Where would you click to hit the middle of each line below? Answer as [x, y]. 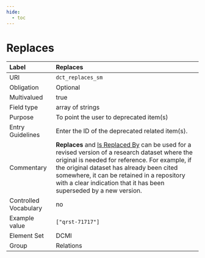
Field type [24, 108]
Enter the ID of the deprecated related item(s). [122, 131]
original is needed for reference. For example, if [124, 160]
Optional [68, 87]
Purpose [22, 117]
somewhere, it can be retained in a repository [120, 175]
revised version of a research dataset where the [124, 152]
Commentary [28, 168]
